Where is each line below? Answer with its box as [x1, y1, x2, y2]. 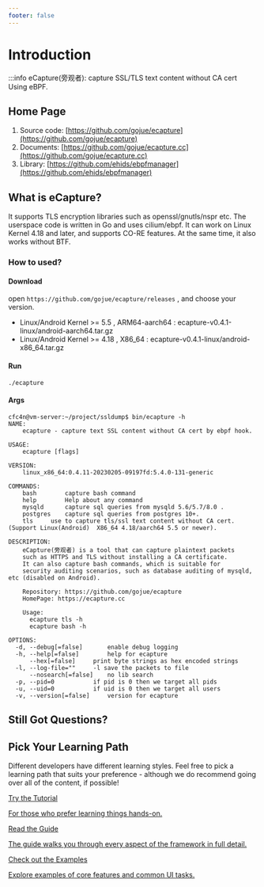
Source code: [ [19, 126, 69, 135]
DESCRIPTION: [8, 538, 51, 546]
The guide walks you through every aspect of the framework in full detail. [8, 839, 247, 848]
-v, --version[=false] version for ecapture [15, 691, 179, 699]
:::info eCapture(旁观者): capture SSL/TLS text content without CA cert [8, 73, 237, 82]
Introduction [8, 45, 92, 63]
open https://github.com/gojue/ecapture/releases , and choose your [8, 294, 236, 303]
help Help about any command [22, 496, 144, 504]
